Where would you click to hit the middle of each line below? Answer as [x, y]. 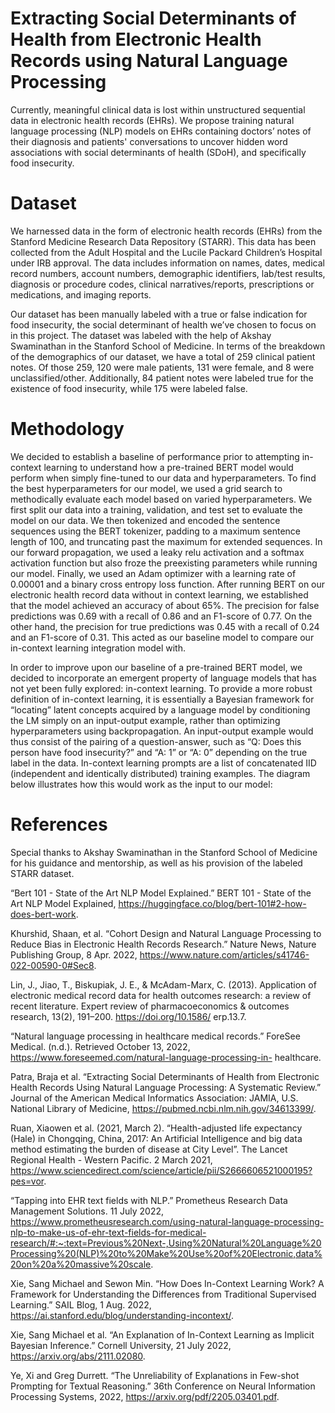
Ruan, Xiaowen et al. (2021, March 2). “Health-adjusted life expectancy [156, 1128]
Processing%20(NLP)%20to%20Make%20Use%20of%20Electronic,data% [166, 1253]
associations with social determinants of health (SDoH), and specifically [158, 152]
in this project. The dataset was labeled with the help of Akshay [141, 335]
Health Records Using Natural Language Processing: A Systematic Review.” [166, 1087]
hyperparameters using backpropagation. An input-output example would [162, 731]
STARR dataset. [42, 873]
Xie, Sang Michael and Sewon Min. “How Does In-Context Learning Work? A [167, 1283]
